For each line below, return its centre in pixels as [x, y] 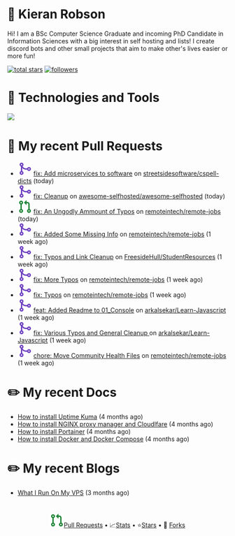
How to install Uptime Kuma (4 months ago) [80, 417]
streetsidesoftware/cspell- [181, 173]
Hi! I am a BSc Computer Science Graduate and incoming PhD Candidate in [115, 34]
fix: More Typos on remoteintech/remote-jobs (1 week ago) [118, 280]
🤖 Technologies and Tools [83, 98]
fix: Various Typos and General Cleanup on [95, 333]
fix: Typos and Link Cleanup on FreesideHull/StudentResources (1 [128, 256]
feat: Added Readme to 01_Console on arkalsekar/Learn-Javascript [130, 310]
